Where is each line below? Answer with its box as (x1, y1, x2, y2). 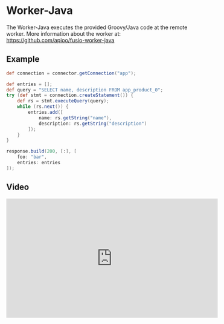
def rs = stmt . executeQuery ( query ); (17, 98, 110, 104)
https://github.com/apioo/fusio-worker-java (6, 36, 115, 44)
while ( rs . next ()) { (17, 104, 69, 110)
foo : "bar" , (17, 154, 47, 160)
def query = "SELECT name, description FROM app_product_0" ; (6, 87, 164, 93)
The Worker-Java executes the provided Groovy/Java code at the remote (6, 24, 188, 31)
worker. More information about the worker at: (6, 30, 121, 37)
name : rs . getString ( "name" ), (38, 114, 112, 121)
